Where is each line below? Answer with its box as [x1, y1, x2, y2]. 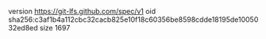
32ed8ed [8, 23, 38, 32]
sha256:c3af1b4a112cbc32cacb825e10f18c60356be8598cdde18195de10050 [8, 15, 259, 24]
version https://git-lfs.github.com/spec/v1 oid [8, 7, 156, 16]
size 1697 [39, 23, 71, 32]
